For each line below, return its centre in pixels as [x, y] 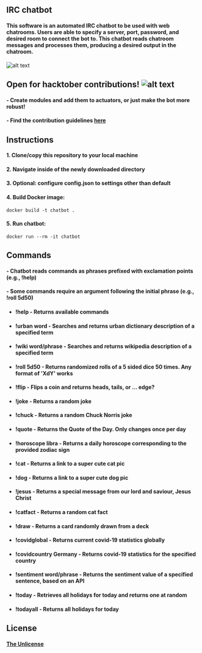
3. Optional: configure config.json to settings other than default [88, 183]
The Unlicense [25, 644]
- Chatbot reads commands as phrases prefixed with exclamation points [100, 271]
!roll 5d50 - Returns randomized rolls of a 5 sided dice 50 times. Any [103, 367]
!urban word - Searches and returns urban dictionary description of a [105, 326]
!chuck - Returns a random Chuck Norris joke [74, 415]
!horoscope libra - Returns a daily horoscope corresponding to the [101, 443]
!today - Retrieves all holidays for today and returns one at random [101, 595]
